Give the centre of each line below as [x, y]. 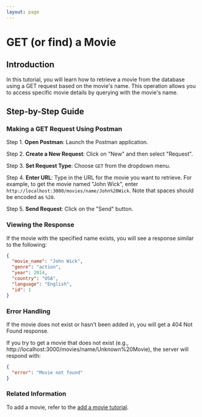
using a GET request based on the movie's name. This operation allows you [101, 85]
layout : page [23, 12]
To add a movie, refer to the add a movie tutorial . [68, 407]
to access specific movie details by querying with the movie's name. [92, 92]
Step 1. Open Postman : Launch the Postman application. [77, 142]
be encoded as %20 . [31, 197]
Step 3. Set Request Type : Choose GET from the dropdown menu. [88, 166]
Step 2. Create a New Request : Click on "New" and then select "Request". [100, 154]
